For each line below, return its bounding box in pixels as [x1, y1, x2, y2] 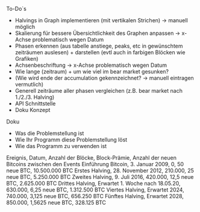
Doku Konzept [14, 107, 51, 113]
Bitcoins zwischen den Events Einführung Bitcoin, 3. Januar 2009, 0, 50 [6, 161, 184, 167]
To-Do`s [6, 5, 27, 12]
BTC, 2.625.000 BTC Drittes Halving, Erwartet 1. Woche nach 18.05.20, [6, 180, 181, 187]
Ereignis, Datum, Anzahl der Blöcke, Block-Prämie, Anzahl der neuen [6, 154, 177, 161]
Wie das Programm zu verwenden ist [14, 143, 107, 149]
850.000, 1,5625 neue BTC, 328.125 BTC [6, 199, 107, 206]
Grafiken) [14, 55, 39, 62]
